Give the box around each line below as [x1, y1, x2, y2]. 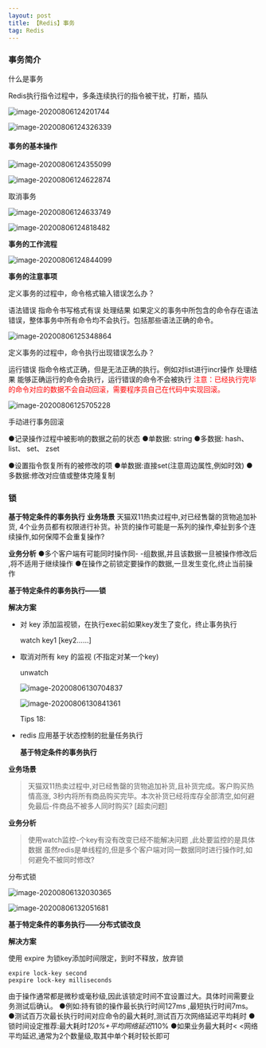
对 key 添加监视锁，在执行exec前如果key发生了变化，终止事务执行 [19, 620, 237, 629]
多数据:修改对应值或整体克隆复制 [8, 471, 115, 480]
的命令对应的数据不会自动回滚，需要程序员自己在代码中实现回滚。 [8, 384, 225, 394]
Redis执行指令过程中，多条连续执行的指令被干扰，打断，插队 [8, 91, 209, 100]
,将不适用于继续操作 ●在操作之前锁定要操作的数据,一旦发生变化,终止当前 [8, 559, 246, 569]
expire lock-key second [8, 969, 88, 978]
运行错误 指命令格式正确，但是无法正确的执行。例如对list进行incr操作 [8, 364, 235, 374]
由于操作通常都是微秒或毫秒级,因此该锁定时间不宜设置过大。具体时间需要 [8, 991, 248, 1001]
